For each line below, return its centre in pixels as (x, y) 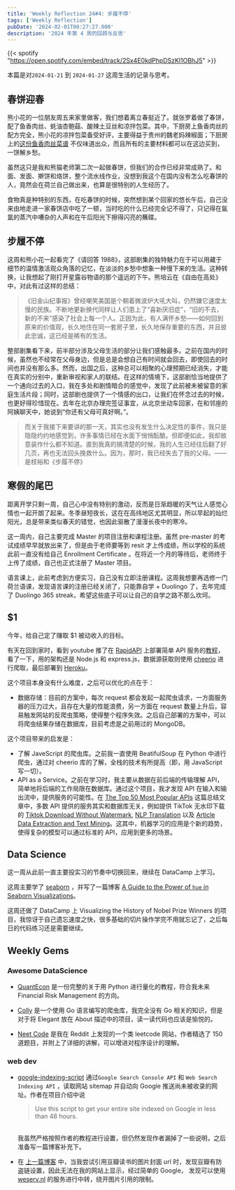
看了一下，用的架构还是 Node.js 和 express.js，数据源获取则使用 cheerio (112, 659)
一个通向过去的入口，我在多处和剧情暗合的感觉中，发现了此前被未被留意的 (114, 385)
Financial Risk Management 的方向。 (70, 995)
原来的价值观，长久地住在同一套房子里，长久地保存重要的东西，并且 (122, 327)
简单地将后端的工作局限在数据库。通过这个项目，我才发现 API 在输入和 (119, 788)
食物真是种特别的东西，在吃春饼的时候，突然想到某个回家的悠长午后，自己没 (117, 199)
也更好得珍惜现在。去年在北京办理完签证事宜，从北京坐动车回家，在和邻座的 (117, 402)
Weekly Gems (38, 950)
